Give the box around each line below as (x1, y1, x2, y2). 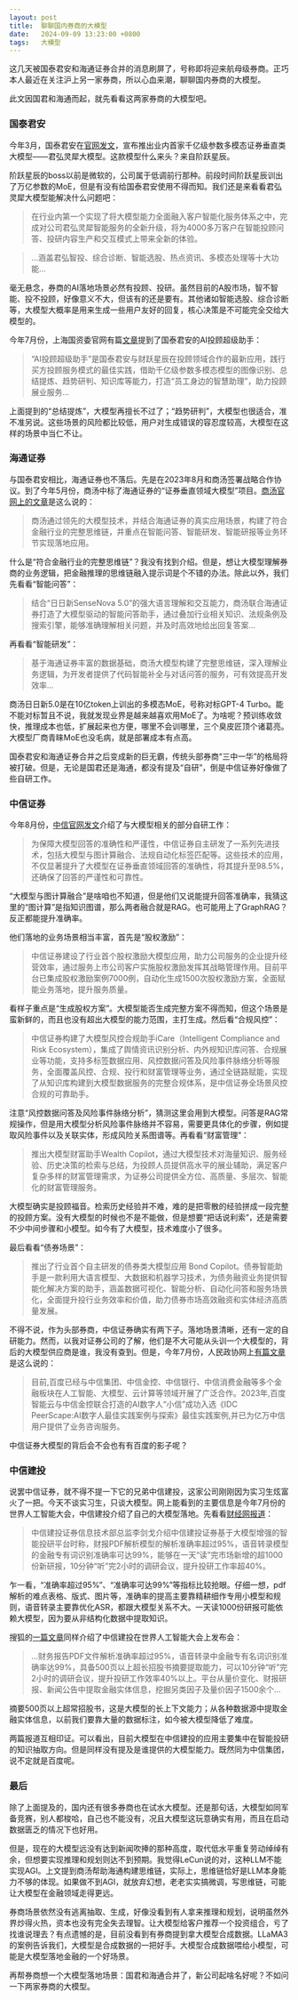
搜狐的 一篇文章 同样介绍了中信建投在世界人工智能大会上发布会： (9, 1632, 242, 1642)
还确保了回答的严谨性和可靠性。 (30, 872, 148, 883)
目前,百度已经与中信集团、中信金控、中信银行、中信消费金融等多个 (30, 1376, 275, 1388)
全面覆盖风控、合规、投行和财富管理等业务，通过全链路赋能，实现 (46, 1067, 288, 1077)
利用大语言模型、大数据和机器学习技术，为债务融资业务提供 (61, 1272, 280, 1283)
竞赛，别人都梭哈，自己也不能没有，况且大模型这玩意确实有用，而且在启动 (16, 1812, 289, 1824)
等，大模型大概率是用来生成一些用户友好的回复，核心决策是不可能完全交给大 (9, 304, 289, 315)
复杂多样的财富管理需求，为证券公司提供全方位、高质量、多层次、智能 (30, 1171, 288, 1181)
